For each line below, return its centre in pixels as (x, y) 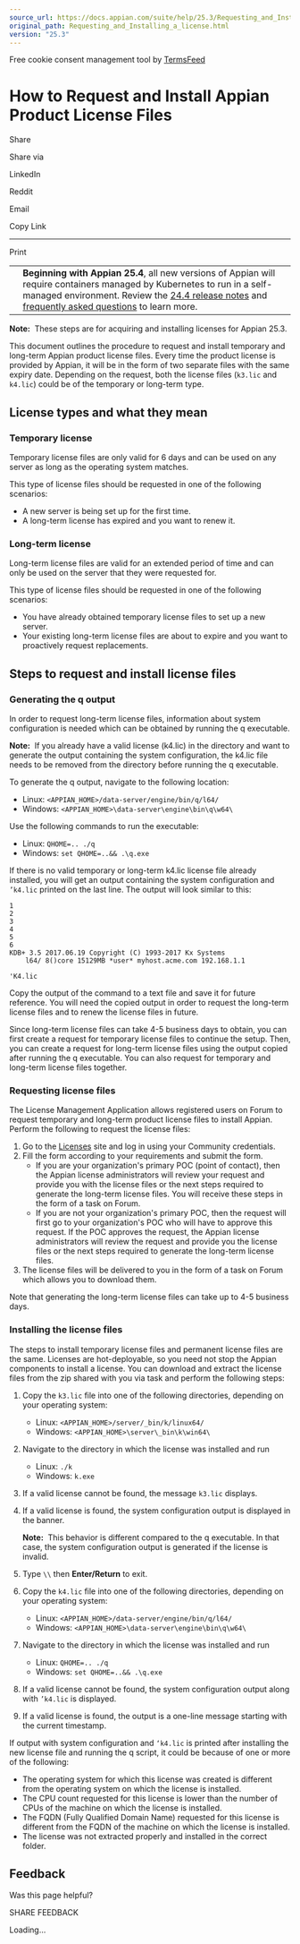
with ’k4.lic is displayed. (69, 1699)
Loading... (28, 1930)
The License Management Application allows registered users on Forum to (146, 1110)
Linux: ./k (54, 1466)
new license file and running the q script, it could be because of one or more (150, 1752)
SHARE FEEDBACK (44, 1913)
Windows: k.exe (65, 1476)
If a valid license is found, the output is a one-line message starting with (154, 1716)
